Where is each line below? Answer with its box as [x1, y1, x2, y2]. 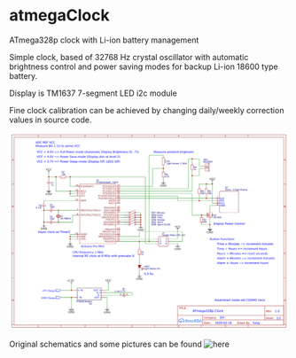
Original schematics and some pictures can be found [9, 339, 202, 349]
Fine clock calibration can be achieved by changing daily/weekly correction [9, 105, 284, 115]
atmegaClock [9, 5, 110, 26]
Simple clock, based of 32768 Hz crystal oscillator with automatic [9, 51, 249, 62]
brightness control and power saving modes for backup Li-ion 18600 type [9, 61, 278, 72]
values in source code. [9, 114, 92, 125]
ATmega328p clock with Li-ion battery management [9, 35, 199, 45]
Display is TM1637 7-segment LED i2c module [9, 88, 177, 98]
